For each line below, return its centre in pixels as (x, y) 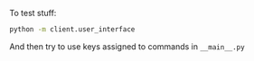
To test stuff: (33, 13)
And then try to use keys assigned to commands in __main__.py (127, 46)
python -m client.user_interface (72, 30)
